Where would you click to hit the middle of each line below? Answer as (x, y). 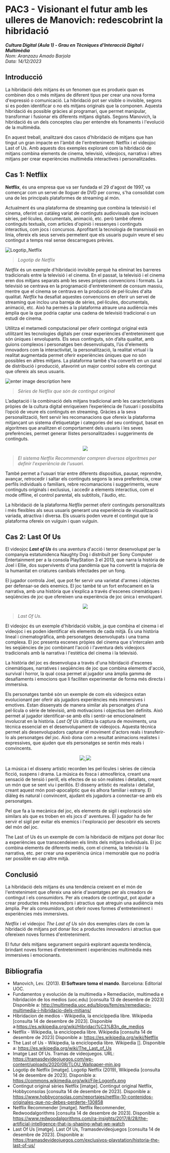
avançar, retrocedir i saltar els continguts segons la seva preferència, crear (83, 478)
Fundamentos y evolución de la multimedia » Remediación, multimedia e (88, 994)
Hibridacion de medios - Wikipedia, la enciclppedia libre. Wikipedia (83, 1016)
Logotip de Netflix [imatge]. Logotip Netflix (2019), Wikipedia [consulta (86, 1070)
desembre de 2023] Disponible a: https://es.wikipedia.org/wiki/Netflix (85, 1037)
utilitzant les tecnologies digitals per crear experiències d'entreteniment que (85, 333)
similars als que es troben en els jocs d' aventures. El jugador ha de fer (79, 816)
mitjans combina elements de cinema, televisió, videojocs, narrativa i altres (83, 153)
